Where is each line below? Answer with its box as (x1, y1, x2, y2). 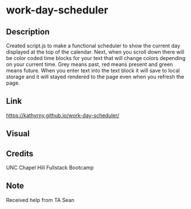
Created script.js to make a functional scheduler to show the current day (6, 42, 180, 49)
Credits (6, 148, 34, 158)
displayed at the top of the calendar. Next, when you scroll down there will (6, 48, 185, 55)
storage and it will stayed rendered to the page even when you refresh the (6, 74, 185, 80)
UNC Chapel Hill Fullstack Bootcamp (6, 164, 94, 171)
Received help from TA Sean (6, 196, 75, 203)
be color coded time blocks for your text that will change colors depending (6, 55, 186, 61)
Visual (6, 129, 30, 139)
